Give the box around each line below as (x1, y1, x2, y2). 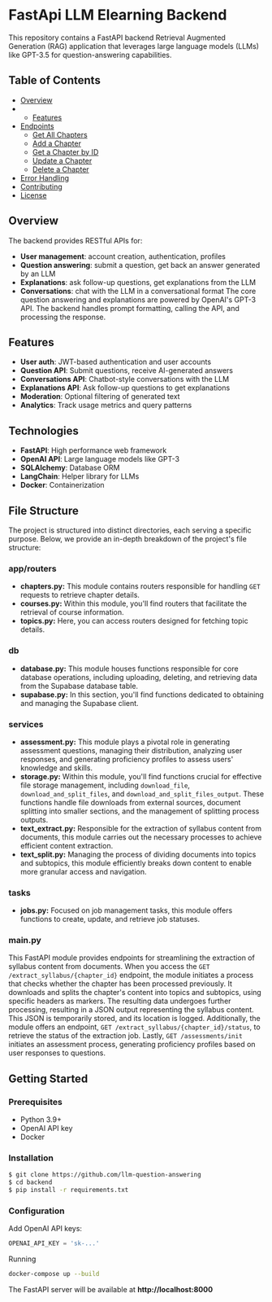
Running (8, 1254, 37, 1264)
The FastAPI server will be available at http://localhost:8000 (8, 1285, 214, 1295)
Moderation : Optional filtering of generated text (19, 392, 180, 401)
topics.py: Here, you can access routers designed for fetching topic (19, 616, 249, 626)
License (19, 190, 47, 200)
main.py (8, 935, 42, 946)
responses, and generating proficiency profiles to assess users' (19, 754, 234, 764)
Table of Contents (8, 73, 101, 87)
